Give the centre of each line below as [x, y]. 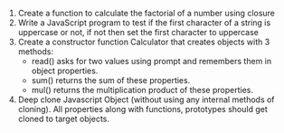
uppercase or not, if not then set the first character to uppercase [138, 32]
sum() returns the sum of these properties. [111, 80]
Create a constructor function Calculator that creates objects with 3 [144, 42]
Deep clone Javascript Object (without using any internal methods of [146, 100]
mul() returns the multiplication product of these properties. [142, 90]
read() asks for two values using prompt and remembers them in [151, 61]
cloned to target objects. [64, 119]
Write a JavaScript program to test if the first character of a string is [144, 23]
